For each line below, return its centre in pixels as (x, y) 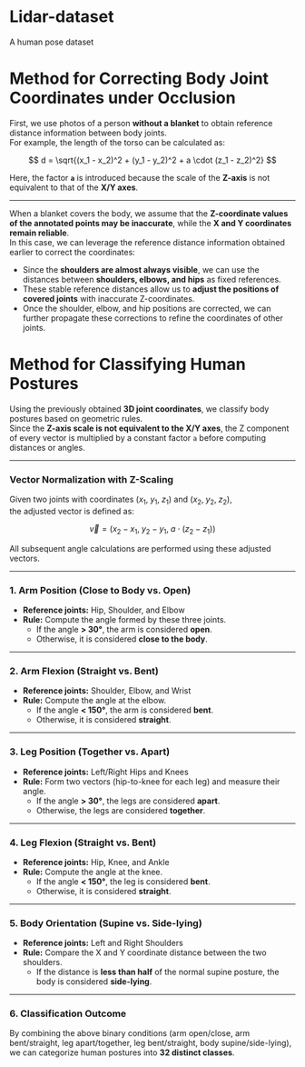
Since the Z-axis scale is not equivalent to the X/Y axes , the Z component (149, 428)
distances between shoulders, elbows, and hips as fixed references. (152, 279)
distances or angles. (47, 447)
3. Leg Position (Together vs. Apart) (90, 752)
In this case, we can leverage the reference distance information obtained (148, 242)
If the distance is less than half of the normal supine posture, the (157, 972)
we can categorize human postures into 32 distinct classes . (122, 1052)
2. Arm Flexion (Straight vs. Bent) (84, 671)
